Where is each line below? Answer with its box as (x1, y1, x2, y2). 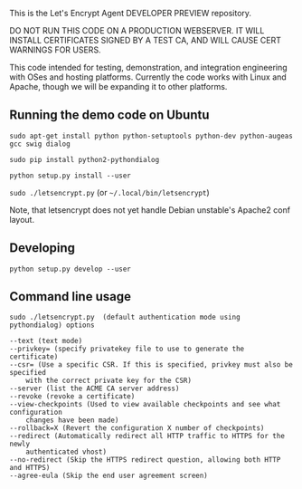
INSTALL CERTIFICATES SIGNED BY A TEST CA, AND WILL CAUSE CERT (9, 35, 282, 45)
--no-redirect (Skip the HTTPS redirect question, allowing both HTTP (9, 455, 281, 465)
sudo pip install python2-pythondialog (9, 155, 160, 164)
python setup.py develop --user (9, 264, 131, 273)
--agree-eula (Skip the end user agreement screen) (9, 471, 208, 481)
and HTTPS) (9, 464, 51, 473)
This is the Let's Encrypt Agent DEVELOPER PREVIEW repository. (9, 8, 251, 18)
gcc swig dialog (9, 139, 71, 149)
